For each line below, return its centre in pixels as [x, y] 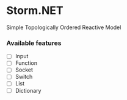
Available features [34, 43]
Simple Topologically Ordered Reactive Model [64, 27]
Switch [24, 77]
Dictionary [28, 90]
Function [26, 63]
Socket [24, 70]
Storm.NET [35, 11]
